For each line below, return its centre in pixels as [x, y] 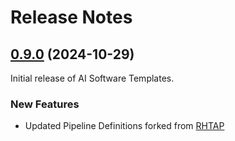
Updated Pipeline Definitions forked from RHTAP [124, 126]
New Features [45, 104]
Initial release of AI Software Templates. [92, 78]
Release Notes [71, 17]
